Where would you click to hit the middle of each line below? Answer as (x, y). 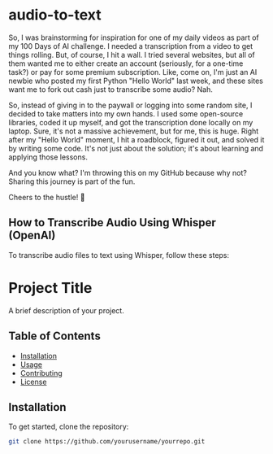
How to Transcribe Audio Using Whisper (113, 223)
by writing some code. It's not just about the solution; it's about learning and (136, 148)
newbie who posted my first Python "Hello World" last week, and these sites (136, 81)
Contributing (41, 373)
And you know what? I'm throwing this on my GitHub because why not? (128, 172)
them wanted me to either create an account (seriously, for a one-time (126, 63)
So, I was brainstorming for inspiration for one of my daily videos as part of (134, 37)
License (33, 382)
